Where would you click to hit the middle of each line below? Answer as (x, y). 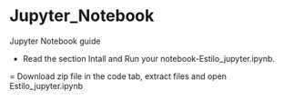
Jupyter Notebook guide (55, 41)
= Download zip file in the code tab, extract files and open (118, 76)
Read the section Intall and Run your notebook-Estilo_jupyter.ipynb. (149, 58)
